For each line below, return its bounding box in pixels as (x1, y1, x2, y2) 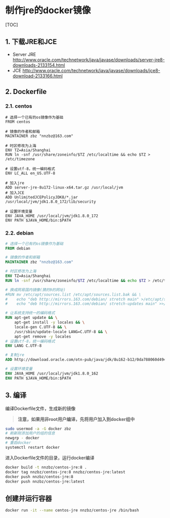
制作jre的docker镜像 (5, 5, 91, 16)
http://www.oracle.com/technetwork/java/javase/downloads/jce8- (22, 67, 160, 73)
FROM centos (5, 119, 30, 124)
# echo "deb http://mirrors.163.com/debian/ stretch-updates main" (5, 301, 157, 306)
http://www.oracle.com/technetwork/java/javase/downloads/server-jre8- (12, 57, 165, 63)
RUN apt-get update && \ (5, 315, 58, 320)
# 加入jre (5, 180, 24, 186)
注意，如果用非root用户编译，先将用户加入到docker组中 (17, 416, 135, 422)
